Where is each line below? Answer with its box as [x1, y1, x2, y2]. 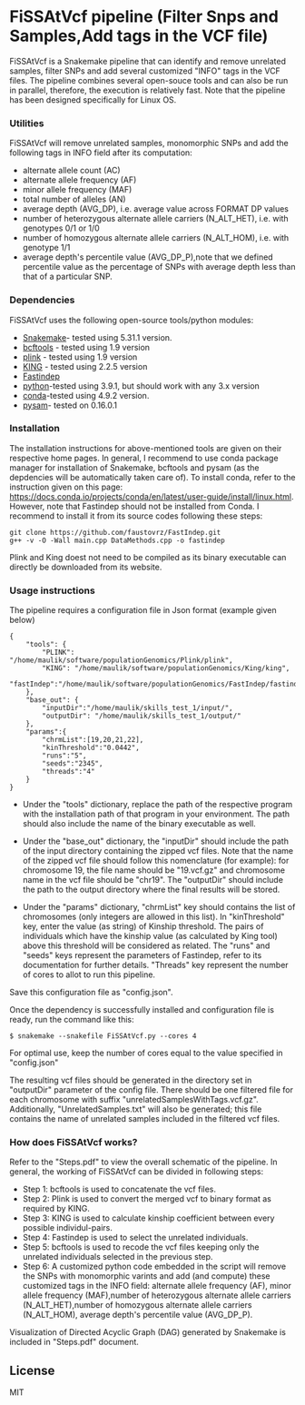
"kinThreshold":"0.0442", [42, 743, 141, 753]
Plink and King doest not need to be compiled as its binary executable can [9, 551, 287, 562]
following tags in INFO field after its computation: [9, 147, 192, 158]
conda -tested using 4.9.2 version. [22, 390, 150, 401]
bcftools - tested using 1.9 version [22, 341, 151, 352]
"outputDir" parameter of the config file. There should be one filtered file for [9, 1084, 293, 1095]
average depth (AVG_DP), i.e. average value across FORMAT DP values [22, 203, 289, 214]
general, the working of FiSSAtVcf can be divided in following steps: [9, 1166, 264, 1177]
